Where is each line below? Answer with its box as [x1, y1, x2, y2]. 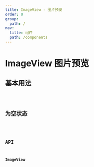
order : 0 [5, 12, 23, 17]
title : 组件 [9, 30, 33, 35]
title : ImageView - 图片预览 [5, 7, 63, 12]
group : [5, 16, 19, 21]
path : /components [9, 35, 48, 40]
